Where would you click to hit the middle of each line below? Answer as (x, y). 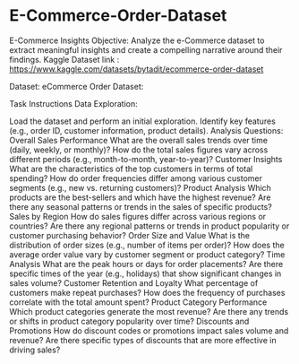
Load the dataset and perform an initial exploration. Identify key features (142, 121)
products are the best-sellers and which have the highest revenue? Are (140, 197)
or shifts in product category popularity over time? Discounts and (129, 321)
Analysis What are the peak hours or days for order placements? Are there (146, 264)
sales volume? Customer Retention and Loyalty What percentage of (134, 282)
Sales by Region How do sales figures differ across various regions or (138, 216)
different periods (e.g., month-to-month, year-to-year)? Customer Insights (146, 159)
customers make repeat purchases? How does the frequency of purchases (147, 292)
